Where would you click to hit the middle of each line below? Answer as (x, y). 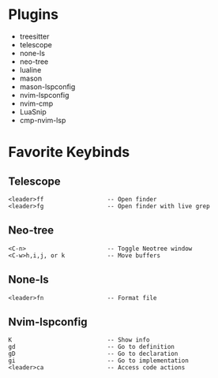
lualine (30, 69)
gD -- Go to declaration (93, 354)
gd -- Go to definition (92, 347)
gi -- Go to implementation (99, 361)
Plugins (34, 15)
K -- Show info (79, 340)
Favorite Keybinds (69, 152)
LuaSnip (33, 111)
